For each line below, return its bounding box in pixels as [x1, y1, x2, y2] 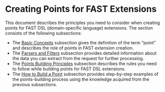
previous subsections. [12, 81, 58, 87]
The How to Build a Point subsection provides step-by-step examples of [12, 71, 159, 77]
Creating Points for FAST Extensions [5, 3, 157, 15]
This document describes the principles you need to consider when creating [5, 20, 160, 26]
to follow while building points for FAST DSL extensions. [12, 65, 126, 72]
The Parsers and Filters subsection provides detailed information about [12, 50, 157, 56]
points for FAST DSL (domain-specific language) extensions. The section [5, 25, 153, 31]
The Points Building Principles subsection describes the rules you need [12, 61, 157, 66]
